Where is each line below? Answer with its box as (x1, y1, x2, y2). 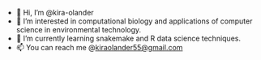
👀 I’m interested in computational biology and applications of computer (15, 16, 253, 26)
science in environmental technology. (15, 25, 142, 34)
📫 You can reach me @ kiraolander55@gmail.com (15, 43, 183, 52)
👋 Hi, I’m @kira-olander (15, 8, 95, 17)
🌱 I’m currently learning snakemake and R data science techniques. (15, 33, 242, 43)
